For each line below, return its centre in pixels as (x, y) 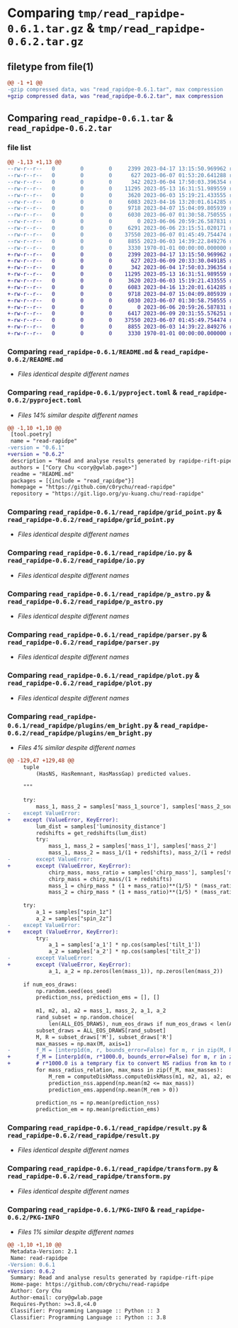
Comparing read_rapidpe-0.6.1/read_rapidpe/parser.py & (107, 634)
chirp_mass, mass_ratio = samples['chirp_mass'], (123, 873)
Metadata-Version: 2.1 (44, 1252)
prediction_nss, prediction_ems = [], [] (98, 998)
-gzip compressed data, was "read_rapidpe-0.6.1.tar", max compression (115, 89)
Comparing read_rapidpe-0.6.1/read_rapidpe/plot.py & (104, 676)
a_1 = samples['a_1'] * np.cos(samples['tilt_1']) (125, 945)
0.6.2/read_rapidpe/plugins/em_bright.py (80, 733)
